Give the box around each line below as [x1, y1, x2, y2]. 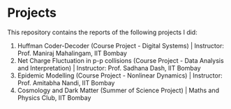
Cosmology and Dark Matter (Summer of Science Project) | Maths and [17, 86, 220, 94]
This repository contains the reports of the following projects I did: [7, 28, 198, 36]
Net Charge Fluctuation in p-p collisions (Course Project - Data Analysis [17, 56, 225, 64]
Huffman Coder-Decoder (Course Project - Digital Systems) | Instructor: [17, 41, 225, 50]
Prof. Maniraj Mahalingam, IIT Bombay [17, 49, 128, 57]
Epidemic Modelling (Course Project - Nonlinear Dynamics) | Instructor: [17, 71, 223, 80]
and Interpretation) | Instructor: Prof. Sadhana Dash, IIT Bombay [17, 64, 201, 72]
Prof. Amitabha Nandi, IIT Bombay [17, 78, 115, 87]
